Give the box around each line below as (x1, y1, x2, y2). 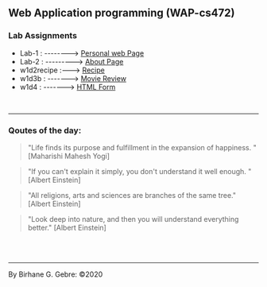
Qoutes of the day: (8, 125, 82, 136)
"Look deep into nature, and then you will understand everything (27, 214, 239, 223)
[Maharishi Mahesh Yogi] (27, 151, 110, 161)
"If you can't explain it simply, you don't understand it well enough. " (27, 166, 252, 176)
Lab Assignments (8, 30, 78, 41)
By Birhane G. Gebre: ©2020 (8, 270, 103, 279)
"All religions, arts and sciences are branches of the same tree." (27, 190, 237, 200)
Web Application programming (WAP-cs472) (8, 6, 235, 20)
